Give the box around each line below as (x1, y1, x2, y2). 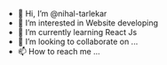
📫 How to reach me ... (17, 47, 100, 56)
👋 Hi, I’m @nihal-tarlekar (17, 9, 107, 18)
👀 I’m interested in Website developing (17, 18, 158, 28)
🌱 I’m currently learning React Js (17, 27, 138, 37)
